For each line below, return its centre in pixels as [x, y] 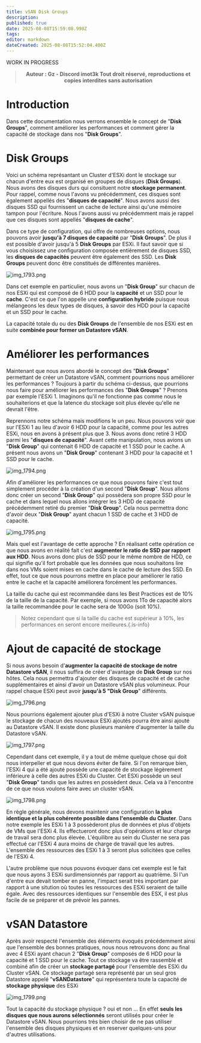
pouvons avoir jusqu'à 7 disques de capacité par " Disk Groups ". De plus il [99, 237]
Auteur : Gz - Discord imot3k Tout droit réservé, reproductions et [108, 74]
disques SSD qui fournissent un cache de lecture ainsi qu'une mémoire [94, 207]
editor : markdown [28, 40]
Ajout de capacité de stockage [84, 648]
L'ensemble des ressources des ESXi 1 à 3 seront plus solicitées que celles [98, 850]
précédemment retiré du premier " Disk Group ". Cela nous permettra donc [97, 507]
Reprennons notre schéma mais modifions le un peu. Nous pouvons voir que [101, 420]
